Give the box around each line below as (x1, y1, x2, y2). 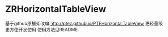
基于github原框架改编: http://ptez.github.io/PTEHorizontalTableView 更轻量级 (5, 20, 163, 26)
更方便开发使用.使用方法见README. (5, 26, 79, 33)
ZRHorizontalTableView (5, 3, 107, 15)
